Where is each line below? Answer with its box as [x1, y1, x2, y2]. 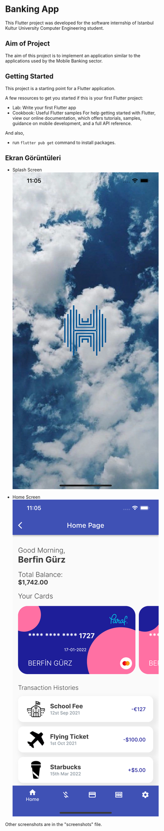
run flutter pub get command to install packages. [12, 140, 116, 146]
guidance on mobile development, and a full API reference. [12, 120, 132, 126]
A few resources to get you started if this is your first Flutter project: [5, 95, 143, 101]
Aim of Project [5, 40, 50, 48]
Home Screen [12, 494, 41, 500]
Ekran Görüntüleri [5, 153, 61, 162]
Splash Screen [12, 167, 42, 173]
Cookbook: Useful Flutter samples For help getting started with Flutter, [12, 110, 156, 116]
